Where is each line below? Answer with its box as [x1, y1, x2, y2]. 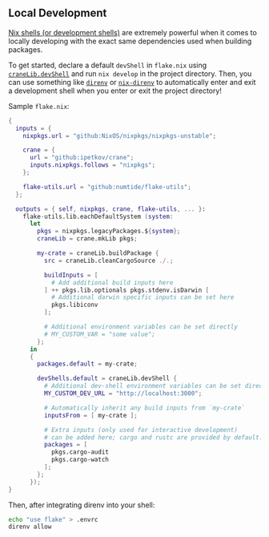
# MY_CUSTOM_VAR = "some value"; [43, 330, 156, 338]
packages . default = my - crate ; [37, 360, 138, 368]
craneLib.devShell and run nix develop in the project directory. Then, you [8, 68, 252, 79]
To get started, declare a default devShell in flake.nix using [8, 60, 207, 70]
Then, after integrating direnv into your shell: [8, 500, 155, 510]
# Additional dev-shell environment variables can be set [43, 382, 242, 390]
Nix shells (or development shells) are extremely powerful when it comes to [8, 27, 258, 37]
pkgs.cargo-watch [50, 456, 110, 464]
